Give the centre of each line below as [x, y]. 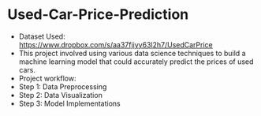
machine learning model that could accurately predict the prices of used [136, 62]
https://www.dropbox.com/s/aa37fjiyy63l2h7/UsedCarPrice [116, 44]
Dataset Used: [42, 36]
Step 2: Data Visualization [61, 95]
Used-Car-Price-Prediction [98, 15]
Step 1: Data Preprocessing [63, 86]
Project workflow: [47, 78]
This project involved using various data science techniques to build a [132, 53]
